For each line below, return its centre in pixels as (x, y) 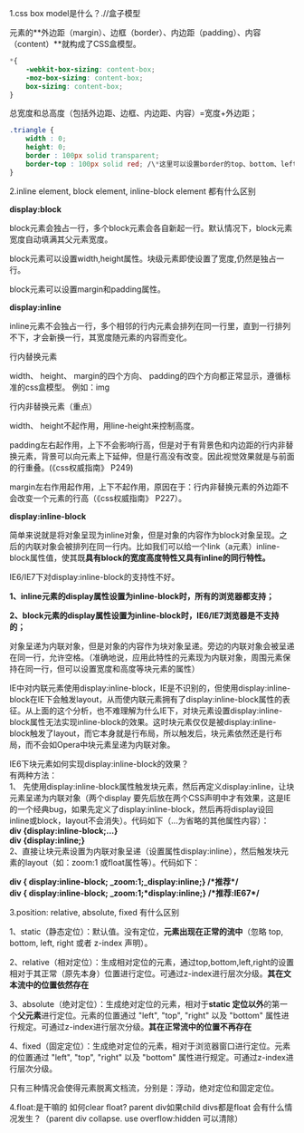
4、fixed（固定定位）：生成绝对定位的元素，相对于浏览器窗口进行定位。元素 (150, 1046)
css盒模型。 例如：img (67, 387)
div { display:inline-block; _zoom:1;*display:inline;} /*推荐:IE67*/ (134, 893)
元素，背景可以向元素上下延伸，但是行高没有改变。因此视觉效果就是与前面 (156, 456)
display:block (35, 209)
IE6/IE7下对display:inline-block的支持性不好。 (95, 576)
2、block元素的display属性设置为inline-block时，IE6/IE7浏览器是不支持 (144, 615)
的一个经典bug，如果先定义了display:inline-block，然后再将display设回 (142, 809)
